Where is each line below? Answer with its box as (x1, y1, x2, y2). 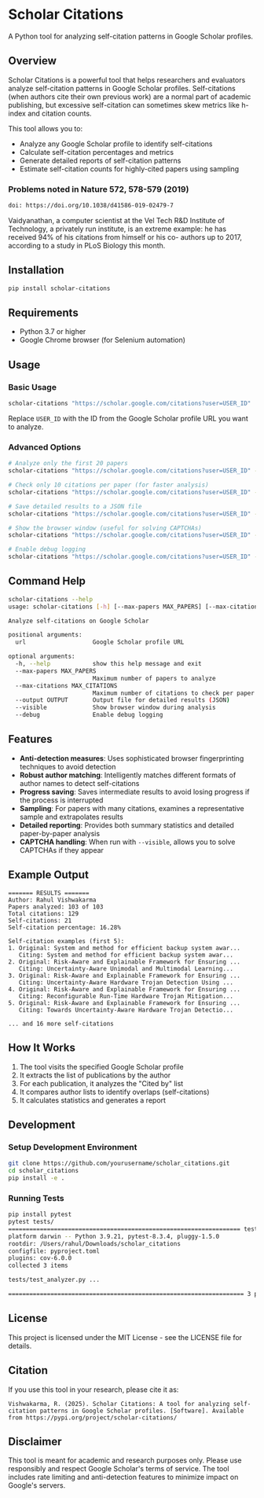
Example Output (8, 868, 89, 882)
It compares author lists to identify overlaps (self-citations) (19, 1087, 210, 1096)
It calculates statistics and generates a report (19, 1095, 167, 1105)
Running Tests (8, 1192, 64, 1203)
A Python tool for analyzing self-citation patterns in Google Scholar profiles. (8, 31, 254, 41)
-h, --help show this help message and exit (15, 660, 202, 668)
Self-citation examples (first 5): (8, 937, 125, 945)
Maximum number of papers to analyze (92, 674, 216, 682)
